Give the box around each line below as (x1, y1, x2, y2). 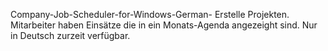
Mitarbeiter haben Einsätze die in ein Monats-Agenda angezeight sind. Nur (10, 19, 318, 31)
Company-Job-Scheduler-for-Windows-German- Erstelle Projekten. (10, 9, 290, 20)
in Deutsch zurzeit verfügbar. (10, 30, 131, 41)
